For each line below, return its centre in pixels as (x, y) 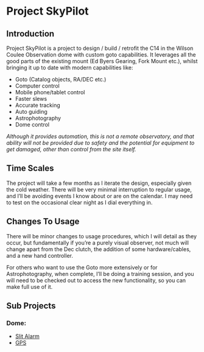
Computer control (37, 86)
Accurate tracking (38, 105)
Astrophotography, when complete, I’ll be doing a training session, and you (100, 274)
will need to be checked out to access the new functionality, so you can (96, 280)
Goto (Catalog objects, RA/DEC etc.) (61, 79)
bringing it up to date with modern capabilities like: (70, 67)
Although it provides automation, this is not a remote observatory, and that (100, 136)
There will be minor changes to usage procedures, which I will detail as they (101, 236)
